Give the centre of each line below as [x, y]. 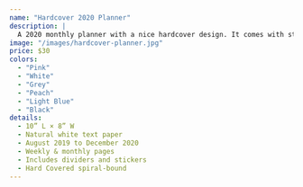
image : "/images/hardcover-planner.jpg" [87, 43]
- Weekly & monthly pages [66, 151]
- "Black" [36, 110]
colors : [24, 59]
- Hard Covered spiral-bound [72, 168]
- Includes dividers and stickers [82, 160]
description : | [38, 26]
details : [26, 118]
